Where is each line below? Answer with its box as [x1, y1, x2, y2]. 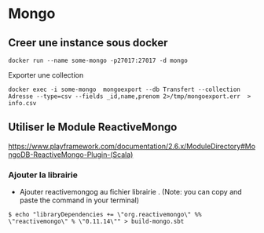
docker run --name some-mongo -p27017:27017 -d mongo [8, 56, 189, 64]
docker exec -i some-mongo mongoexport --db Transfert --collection [8, 86, 241, 93]
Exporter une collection [8, 71, 84, 79]
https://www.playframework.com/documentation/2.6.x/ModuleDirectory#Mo [8, 141, 256, 151]
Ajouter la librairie [8, 169, 79, 180]
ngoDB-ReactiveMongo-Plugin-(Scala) [8, 150, 134, 159]
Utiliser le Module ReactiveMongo [8, 121, 178, 134]
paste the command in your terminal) [19, 195, 140, 205]
